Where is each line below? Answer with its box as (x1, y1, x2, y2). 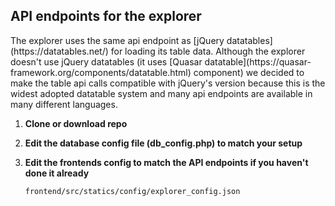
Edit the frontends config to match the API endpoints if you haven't (24, 156, 309, 168)
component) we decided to (193, 66, 305, 78)
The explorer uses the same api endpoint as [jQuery (10, 34, 225, 46)
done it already (24, 167, 90, 179)
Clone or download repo (24, 117, 128, 129)
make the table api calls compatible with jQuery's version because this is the (10, 77, 326, 89)
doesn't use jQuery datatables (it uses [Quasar (10, 55, 203, 68)
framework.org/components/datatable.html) (10, 66, 192, 78)
